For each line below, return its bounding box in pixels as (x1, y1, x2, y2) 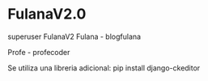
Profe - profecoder (7, 47, 70, 57)
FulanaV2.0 (7, 5, 87, 23)
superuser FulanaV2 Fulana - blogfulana (7, 32, 142, 41)
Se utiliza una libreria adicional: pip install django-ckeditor (7, 62, 201, 73)
